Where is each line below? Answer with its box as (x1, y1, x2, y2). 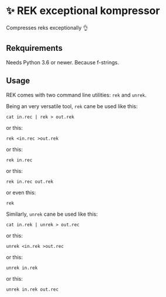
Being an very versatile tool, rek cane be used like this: (6, 102, 138, 109)
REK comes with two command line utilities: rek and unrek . (6, 91, 147, 98)
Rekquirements (6, 43, 63, 53)
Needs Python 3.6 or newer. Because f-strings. (6, 58, 119, 65)
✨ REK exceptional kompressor (6, 4, 160, 18)
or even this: (6, 189, 36, 196)
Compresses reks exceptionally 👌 (6, 24, 89, 31)
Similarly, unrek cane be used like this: (6, 210, 98, 217)
